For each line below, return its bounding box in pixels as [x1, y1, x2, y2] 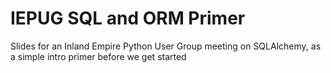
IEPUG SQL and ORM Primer [10, 7, 246, 30]
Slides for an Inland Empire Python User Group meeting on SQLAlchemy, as [10, 40, 322, 52]
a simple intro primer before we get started [10, 50, 187, 62]
